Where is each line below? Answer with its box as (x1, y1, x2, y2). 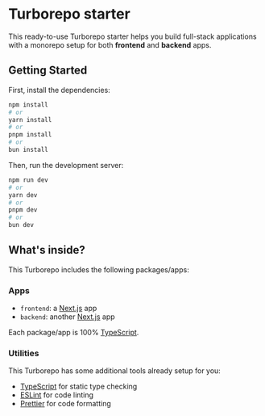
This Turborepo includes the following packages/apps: (8, 264, 189, 275)
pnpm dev (8, 206, 38, 214)
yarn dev (8, 191, 38, 199)
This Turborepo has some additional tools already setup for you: (8, 366, 222, 376)
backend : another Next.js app (19, 312, 115, 321)
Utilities (8, 348, 39, 359)
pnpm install (8, 131, 52, 139)
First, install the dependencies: (8, 85, 110, 95)
